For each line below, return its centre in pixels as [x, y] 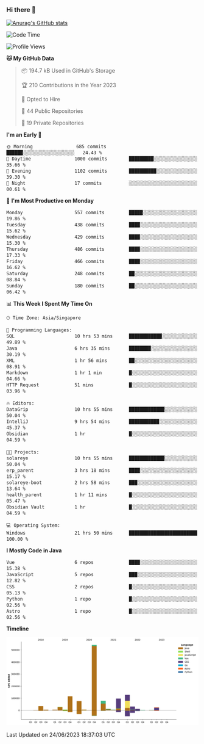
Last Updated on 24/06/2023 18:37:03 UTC [61, 735]
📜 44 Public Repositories [52, 111]
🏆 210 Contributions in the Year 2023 [69, 85]
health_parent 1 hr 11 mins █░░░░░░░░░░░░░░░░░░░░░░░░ [102, 495]
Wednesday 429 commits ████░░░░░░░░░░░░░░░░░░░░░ [102, 237]
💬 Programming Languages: [39, 330]
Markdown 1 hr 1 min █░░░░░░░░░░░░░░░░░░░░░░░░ [102, 373]
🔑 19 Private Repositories [52, 123]
